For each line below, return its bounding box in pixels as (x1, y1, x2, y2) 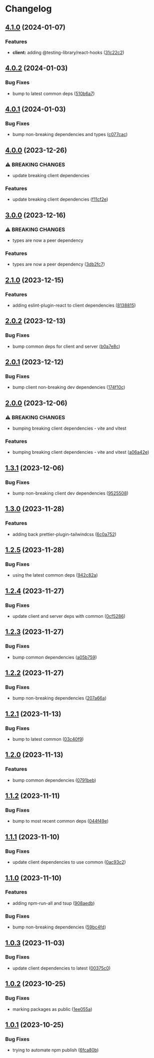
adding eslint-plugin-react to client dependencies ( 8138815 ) (12, 302, 136, 308)
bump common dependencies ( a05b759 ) (12, 654, 97, 660)
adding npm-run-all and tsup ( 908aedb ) (12, 900, 95, 906)
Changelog (5, 3, 52, 15)
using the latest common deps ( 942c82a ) (12, 572, 98, 578)
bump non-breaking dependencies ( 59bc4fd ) (12, 924, 106, 930)
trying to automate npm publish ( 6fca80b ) (12, 1047, 99, 1053)
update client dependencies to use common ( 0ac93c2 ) (12, 859, 126, 865)
